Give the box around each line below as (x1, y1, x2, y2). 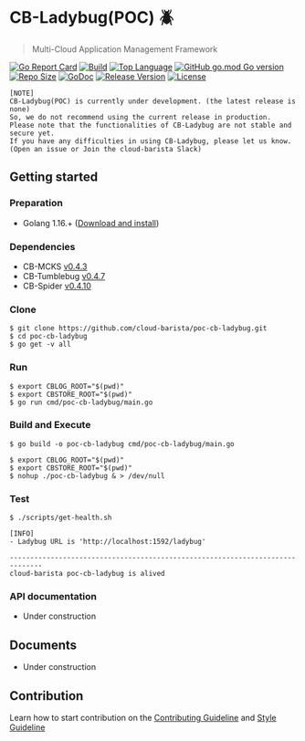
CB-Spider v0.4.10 (22, 280, 91, 291)
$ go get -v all (9, 339, 71, 350)
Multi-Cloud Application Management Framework (31, 43, 218, 55)
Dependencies (9, 240, 76, 253)
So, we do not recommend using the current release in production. (9, 112, 272, 121)
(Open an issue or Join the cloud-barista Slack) (9, 144, 203, 153)
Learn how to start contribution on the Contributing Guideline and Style (9, 713, 277, 724)
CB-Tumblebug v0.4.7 (22, 270, 106, 281)
